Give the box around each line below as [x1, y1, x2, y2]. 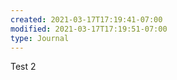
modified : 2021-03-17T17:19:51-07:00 [10, 24, 168, 34]
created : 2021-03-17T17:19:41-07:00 [10, 14, 163, 25]
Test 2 [10, 61, 37, 73]
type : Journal [10, 33, 70, 43]
